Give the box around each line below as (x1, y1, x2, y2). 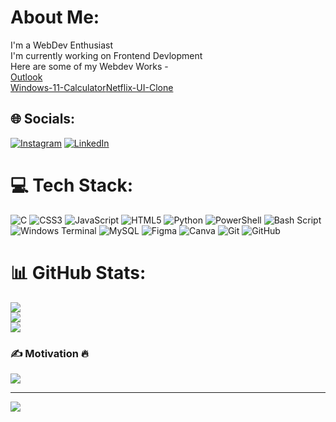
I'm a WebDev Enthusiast (10, 39, 114, 51)
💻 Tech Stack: (10, 174, 134, 196)
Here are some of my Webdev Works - (10, 60, 169, 72)
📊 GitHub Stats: (10, 261, 147, 284)
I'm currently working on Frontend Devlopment (10, 49, 203, 61)
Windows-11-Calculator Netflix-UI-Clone (10, 81, 174, 93)
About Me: (10, 6, 100, 29)
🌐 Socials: (10, 111, 76, 128)
